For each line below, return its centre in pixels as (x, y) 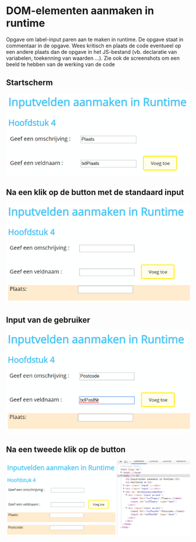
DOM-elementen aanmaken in (80, 11)
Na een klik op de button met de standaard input (95, 192)
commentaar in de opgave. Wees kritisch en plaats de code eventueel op (94, 46)
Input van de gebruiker (48, 320)
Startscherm (29, 83)
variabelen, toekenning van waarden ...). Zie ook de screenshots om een (93, 58)
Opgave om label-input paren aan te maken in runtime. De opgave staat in (95, 39)
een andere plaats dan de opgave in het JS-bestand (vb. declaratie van (92, 52)
